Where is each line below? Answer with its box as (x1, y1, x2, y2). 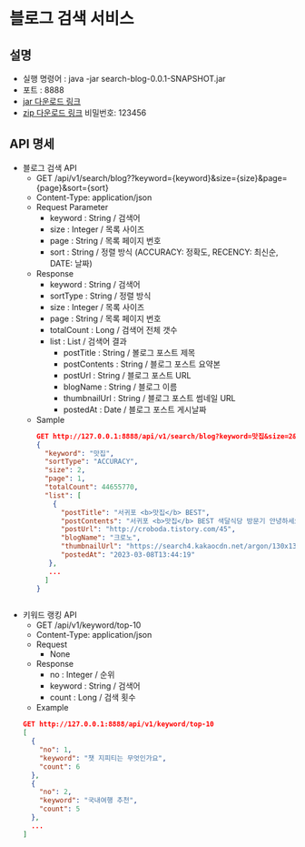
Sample (35, 414, 65, 425)
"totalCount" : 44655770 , (44, 483, 139, 492)
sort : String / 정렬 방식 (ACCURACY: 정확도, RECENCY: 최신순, (49, 247, 279, 257)
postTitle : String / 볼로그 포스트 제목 (63, 347, 196, 358)
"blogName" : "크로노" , (60, 533, 141, 542)
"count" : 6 (39, 761, 81, 771)
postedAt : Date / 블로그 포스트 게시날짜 (63, 404, 207, 415)
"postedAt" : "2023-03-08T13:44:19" (60, 550, 195, 560)
